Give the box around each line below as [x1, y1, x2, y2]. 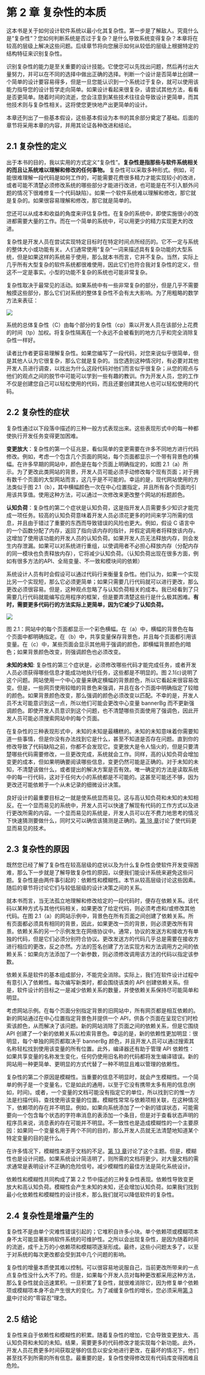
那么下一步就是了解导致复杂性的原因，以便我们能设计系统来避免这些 [16, 869, 188, 876]
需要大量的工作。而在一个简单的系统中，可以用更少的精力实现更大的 [16, 217, 188, 225]
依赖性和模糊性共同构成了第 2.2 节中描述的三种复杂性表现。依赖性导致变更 [6, 1176, 194, 1183]
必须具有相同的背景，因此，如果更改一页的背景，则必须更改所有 [27, 920, 188, 927]
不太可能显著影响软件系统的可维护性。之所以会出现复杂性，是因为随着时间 [11, 1236, 199, 1243]
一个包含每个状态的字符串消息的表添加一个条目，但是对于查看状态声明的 [16, 1112, 199, 1119]
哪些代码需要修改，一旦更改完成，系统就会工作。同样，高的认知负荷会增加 [11, 750, 199, 758]
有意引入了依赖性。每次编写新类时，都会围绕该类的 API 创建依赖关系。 [6, 979, 184, 986]
